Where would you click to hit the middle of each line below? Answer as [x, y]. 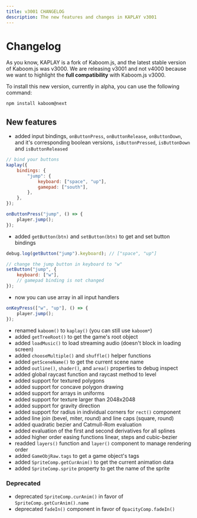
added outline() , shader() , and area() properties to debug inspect [96, 368]
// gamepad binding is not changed [60, 281]
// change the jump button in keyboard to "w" [64, 264]
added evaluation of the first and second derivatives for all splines [95, 431]
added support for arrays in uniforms [60, 393]
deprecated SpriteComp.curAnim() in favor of [69, 496]
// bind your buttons [33, 160]
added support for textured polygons [60, 381]
